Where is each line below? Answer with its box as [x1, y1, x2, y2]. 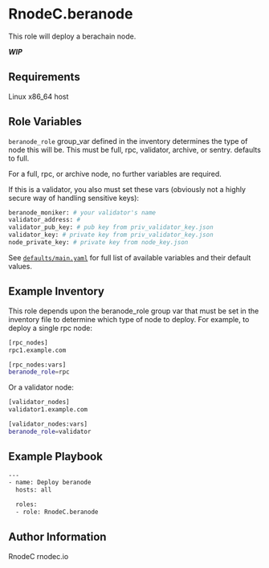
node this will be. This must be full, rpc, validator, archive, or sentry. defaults [8, 145, 261, 154]
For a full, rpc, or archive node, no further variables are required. [8, 169, 222, 178]
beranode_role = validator [8, 427, 92, 435]
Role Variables [8, 115, 82, 129]
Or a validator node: [8, 382, 75, 392]
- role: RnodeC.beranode [15, 508, 99, 517]
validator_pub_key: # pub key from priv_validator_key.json [8, 223, 214, 231]
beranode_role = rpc [8, 368, 70, 376]
